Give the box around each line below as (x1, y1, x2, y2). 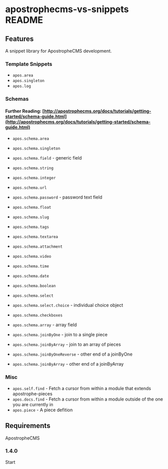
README (5, 14, 43, 26)
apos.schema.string (12, 166, 54, 171)
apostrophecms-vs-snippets (5, 4, 129, 15)
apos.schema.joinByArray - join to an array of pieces (12, 341, 121, 347)
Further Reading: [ (5, 108, 44, 114)
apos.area (12, 73, 34, 78)
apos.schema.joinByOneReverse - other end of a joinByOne (12, 351, 133, 358)
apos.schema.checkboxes (12, 313, 63, 318)
